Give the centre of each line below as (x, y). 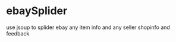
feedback (18, 33)
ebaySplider (37, 11)
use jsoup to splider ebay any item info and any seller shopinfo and (88, 27)
